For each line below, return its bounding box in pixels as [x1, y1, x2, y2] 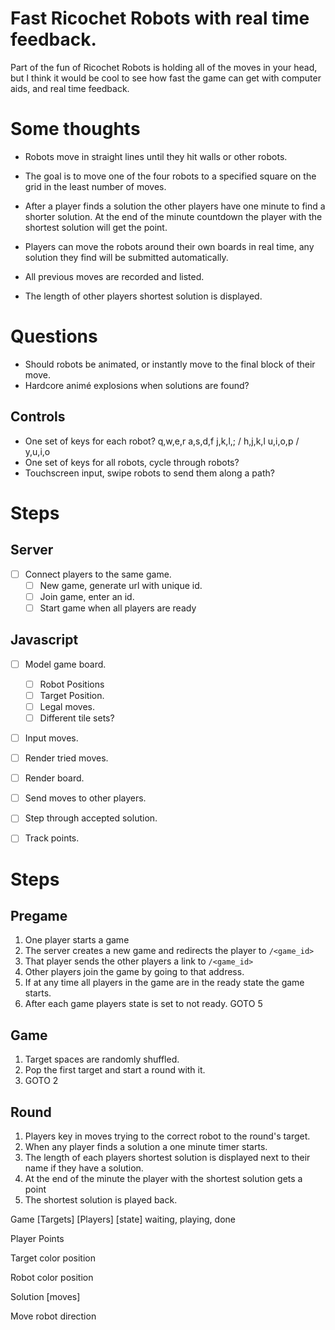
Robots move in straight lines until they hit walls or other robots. [24, 150, 288, 162]
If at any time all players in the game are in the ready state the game [24, 977, 305, 989]
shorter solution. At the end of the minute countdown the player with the [24, 210, 323, 222]
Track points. [24, 832, 80, 844]
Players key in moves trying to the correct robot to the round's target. [24, 1130, 311, 1142]
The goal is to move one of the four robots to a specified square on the [24, 170, 317, 182]
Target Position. [39, 689, 105, 701]
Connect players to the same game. [24, 568, 172, 580]
